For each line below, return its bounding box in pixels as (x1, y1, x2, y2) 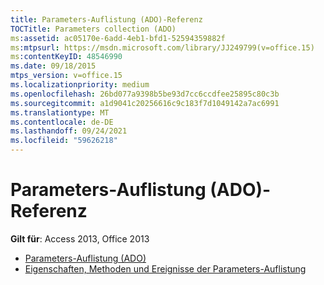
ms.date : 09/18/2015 (10, 61, 97, 71)
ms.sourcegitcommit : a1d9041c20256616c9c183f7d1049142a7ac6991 (10, 98, 280, 108)
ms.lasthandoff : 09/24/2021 (10, 126, 128, 136)
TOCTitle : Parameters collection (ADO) (10, 24, 177, 34)
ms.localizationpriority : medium (10, 80, 150, 90)
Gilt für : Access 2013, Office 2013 (10, 232, 150, 245)
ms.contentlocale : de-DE (10, 117, 114, 127)
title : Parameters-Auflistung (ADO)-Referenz (10, 14, 203, 25)
